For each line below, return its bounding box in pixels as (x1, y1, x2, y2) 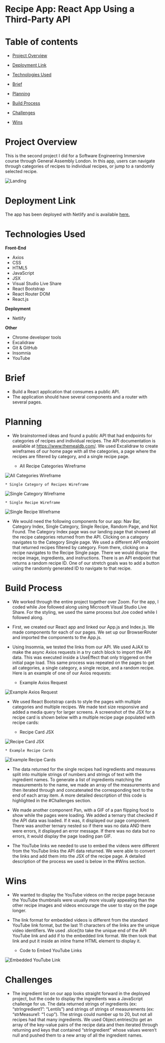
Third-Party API (5, 14, 71, 25)
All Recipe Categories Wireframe (19, 463, 86, 469)
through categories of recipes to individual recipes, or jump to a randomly (5, 163, 154, 169)
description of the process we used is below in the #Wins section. (12, 858, 146, 864)
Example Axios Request (19, 679, 68, 685)
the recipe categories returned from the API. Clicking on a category (12, 534, 149, 540)
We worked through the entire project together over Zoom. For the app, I (12, 599, 159, 605)
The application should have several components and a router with (12, 394, 147, 400)
